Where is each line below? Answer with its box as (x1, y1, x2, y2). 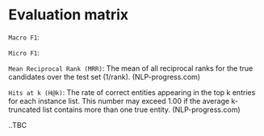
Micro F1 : (8, 47, 40, 57)
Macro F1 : (8, 32, 40, 42)
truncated (8, 105, 41, 114)
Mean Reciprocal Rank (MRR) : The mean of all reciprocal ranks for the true (8, 63, 254, 73)
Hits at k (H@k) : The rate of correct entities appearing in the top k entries (8, 87, 256, 97)
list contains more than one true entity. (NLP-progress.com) (42, 105, 241, 114)
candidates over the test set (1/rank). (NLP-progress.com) (8, 72, 200, 81)
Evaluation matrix (8, 6, 129, 24)
